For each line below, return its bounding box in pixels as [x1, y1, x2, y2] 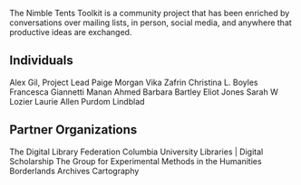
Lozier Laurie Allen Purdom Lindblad [9, 96, 145, 106]
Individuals [9, 53, 74, 69]
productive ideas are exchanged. [9, 27, 132, 37]
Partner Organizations [9, 122, 138, 138]
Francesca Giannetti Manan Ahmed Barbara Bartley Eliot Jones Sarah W [9, 86, 278, 97]
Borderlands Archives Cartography [9, 165, 140, 176]
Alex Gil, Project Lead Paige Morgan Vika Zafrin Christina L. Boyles [9, 77, 258, 88]
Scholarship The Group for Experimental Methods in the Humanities [9, 155, 262, 166]
